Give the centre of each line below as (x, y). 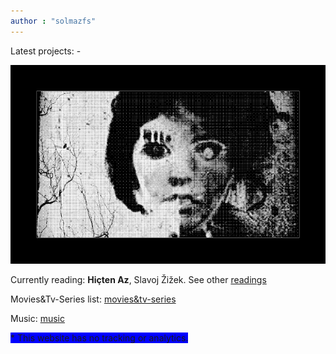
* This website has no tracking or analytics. (99, 338)
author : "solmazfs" (53, 21)
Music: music (38, 319)
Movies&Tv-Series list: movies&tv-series (93, 299)
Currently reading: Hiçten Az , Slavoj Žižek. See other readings (138, 280)
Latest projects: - (46, 51)
